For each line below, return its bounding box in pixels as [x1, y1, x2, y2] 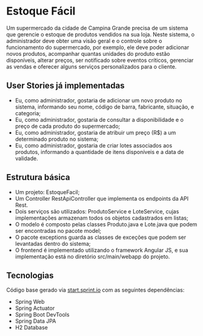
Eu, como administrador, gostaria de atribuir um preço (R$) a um [15, 129, 176, 136]
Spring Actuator [15, 304, 55, 312]
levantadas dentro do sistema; [15, 240, 91, 247]
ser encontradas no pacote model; [15, 227, 102, 234]
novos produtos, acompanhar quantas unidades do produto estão [6, 50, 170, 57]
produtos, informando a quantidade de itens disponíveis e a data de [15, 148, 184, 155]
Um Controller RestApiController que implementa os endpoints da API [15, 195, 189, 202]
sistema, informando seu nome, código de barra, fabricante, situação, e [15, 103, 195, 110]
